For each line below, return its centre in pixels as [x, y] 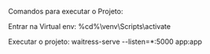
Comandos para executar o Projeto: [66, 11]
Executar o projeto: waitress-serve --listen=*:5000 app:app [105, 41]
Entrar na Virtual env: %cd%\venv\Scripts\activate [90, 26]
